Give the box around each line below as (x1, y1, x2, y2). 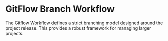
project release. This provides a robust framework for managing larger (5, 25, 151, 31)
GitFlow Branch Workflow (5, 3, 115, 15)
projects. (5, 30, 24, 36)
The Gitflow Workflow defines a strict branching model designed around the (5, 20, 163, 26)
